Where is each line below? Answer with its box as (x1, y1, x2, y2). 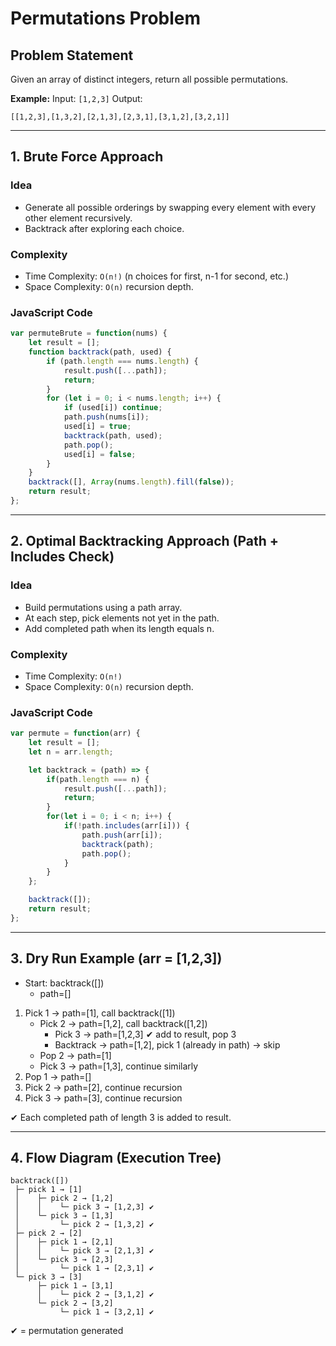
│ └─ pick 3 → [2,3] (14, 1255, 114, 1265)
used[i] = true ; (63, 422, 132, 432)
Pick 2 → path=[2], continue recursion (24, 1081, 183, 1093)
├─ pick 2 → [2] (14, 1228, 83, 1239)
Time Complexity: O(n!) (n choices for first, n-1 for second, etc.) (24, 270, 289, 282)
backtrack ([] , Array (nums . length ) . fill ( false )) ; (28, 477, 235, 487)
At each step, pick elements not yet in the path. (24, 612, 220, 624)
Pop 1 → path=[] (24, 1070, 92, 1082)
